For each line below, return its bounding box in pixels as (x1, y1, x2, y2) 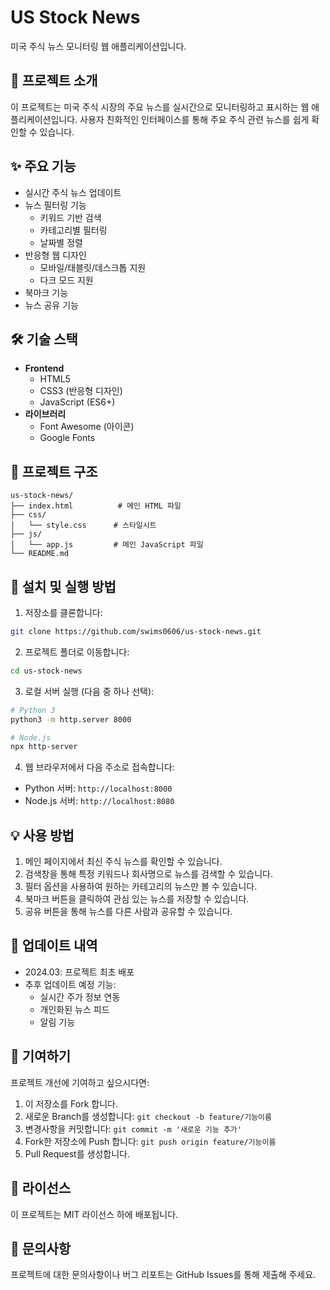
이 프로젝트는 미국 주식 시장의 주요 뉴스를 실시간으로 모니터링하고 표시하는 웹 (10, 101, 310, 113)
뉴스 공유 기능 (24, 299, 79, 311)
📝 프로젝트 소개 (10, 72, 98, 90)
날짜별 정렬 (39, 236, 83, 248)
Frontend (24, 362, 65, 375)
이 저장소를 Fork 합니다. (24, 1097, 118, 1110)
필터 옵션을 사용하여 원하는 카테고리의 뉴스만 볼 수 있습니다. (24, 881, 258, 893)
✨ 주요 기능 (10, 158, 77, 175)
